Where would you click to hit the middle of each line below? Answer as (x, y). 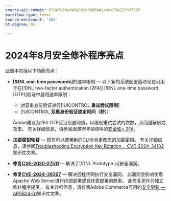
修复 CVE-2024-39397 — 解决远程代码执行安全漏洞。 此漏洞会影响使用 (88, 174)
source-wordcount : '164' (32, 19)
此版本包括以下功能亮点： (32, 71)
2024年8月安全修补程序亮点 (65, 55)
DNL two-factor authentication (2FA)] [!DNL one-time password (92, 88)
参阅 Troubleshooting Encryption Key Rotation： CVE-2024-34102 (95, 146)
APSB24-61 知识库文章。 (38, 194)
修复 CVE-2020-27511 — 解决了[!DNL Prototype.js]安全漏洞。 (77, 164)
